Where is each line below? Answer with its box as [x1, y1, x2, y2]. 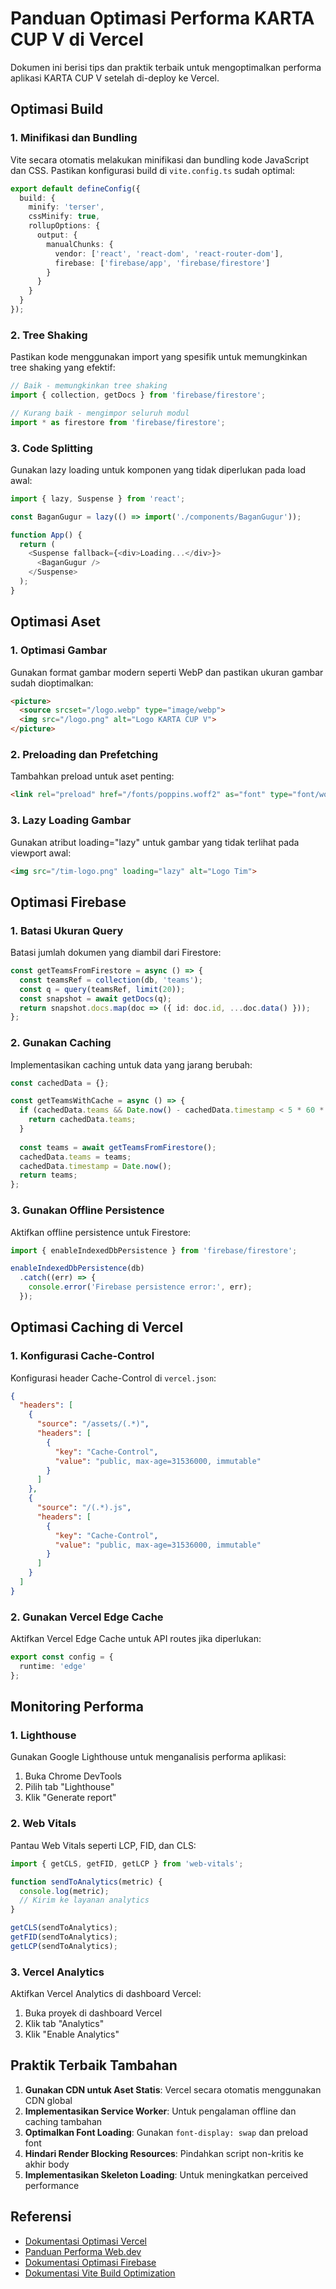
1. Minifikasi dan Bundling [10, 131, 138, 145]
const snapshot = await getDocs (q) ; [19, 993, 172, 1004]
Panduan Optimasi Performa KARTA [10, 7, 315, 30]
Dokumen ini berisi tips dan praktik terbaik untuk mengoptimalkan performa [10, 61, 322, 73]
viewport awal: [10, 847, 72, 859]
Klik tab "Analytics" [24, 2018, 105, 2030]
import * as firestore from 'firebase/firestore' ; [10, 417, 226, 427]
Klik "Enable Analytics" [24, 2028, 120, 2041]
